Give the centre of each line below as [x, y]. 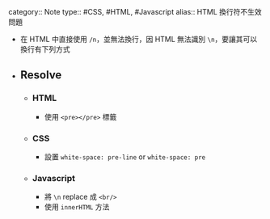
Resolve [41, 75]
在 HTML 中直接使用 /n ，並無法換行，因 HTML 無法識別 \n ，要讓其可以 [139, 39]
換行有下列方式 [45, 49]
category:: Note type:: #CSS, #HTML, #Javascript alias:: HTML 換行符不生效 [135, 12]
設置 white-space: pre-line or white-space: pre [125, 157]
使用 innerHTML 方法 [77, 207]
